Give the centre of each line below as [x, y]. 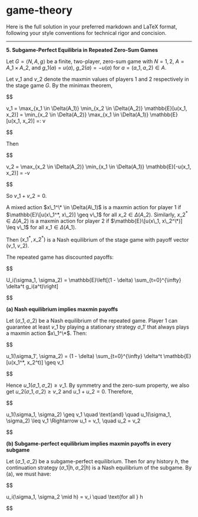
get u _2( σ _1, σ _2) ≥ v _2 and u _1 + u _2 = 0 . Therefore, [70, 392]
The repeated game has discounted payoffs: [60, 257]
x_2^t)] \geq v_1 [45, 362]
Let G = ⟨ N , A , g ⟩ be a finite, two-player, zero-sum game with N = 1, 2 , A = [95, 61]
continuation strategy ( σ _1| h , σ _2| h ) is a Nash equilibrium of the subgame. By [99, 468]
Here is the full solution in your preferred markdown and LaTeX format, [92, 27]
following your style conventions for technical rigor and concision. [86, 32]
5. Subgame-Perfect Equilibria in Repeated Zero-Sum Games [82, 50]
